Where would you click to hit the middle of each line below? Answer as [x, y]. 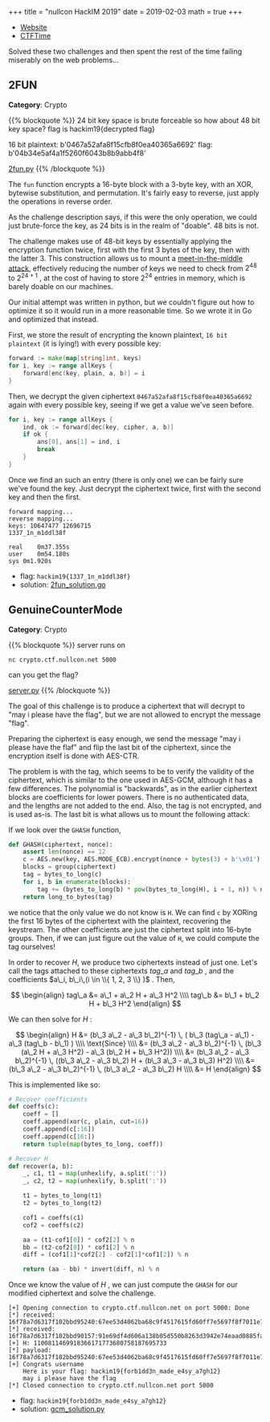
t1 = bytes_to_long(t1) [63, 1196]
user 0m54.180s [39, 554]
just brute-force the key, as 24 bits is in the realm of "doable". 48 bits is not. [134, 226]
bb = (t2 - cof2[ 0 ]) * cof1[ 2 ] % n [79, 1247]
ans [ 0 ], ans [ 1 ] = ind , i [79, 442]
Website [34, 27]
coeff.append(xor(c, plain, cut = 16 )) [86, 1122]
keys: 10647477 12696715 [50, 526]
